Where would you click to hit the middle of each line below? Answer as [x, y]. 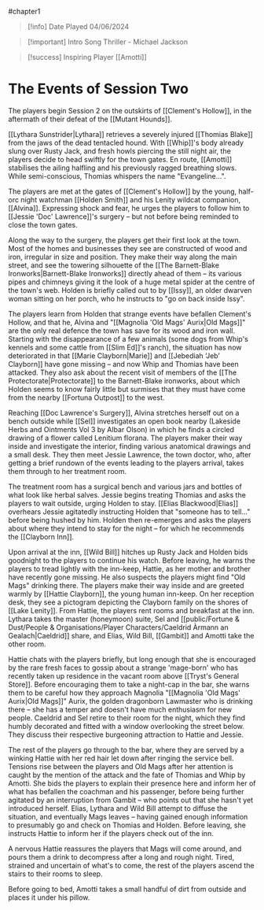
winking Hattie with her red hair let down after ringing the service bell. [121, 758]
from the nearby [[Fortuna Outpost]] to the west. [86, 398]
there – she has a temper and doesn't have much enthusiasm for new [120, 709]
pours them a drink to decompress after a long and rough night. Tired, [121, 856]
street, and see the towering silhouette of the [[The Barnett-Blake [114, 265]
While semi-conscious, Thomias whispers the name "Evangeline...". [117, 176]
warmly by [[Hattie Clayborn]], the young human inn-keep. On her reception [131, 594]
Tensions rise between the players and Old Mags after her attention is [121, 766]
